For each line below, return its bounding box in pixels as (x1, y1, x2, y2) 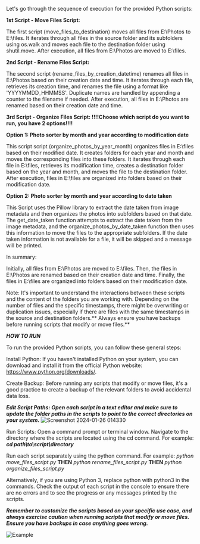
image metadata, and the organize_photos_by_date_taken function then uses (6, 223, 194, 230)
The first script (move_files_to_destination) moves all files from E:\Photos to (6, 28, 191, 35)
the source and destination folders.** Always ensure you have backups (6, 315, 181, 321)
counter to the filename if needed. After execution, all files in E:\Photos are (6, 95, 189, 102)
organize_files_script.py (6, 465, 64, 472)
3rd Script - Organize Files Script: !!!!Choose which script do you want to (6, 113, 190, 120)
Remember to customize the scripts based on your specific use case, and (6, 507, 192, 514)
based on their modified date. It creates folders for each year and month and (6, 149, 195, 156)
